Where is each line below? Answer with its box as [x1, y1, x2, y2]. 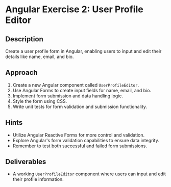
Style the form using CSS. [12, 98, 67, 104]
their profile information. [12, 176, 64, 182]
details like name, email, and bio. [5, 54, 74, 60]
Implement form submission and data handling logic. [12, 93, 124, 99]
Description [5, 35, 43, 43]
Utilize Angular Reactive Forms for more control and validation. [12, 131, 145, 138]
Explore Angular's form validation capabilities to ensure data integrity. [12, 137, 159, 143]
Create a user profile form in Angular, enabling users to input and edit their [5, 48, 162, 54]
